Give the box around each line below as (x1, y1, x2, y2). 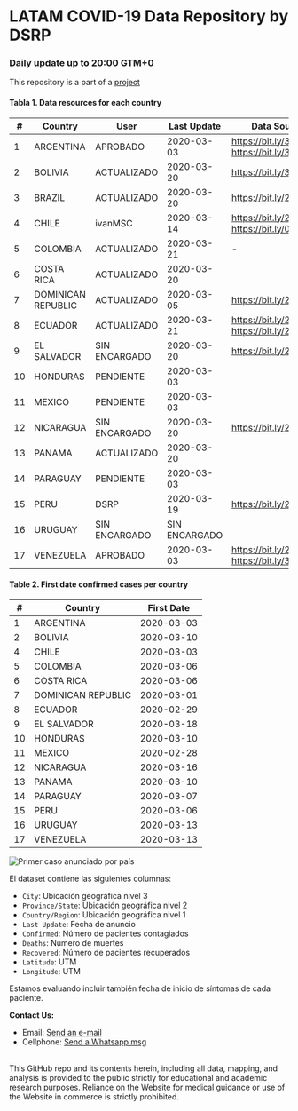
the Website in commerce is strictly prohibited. (9, 1091, 180, 1102)
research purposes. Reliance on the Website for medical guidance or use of (9, 1082, 286, 1092)
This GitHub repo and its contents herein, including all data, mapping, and (9, 1063, 278, 1074)
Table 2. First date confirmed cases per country (9, 579, 189, 590)
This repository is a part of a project (9, 77, 140, 88)
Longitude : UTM (21, 965, 82, 976)
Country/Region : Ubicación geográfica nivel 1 (21, 909, 186, 920)
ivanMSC (94, 217, 133, 229)
